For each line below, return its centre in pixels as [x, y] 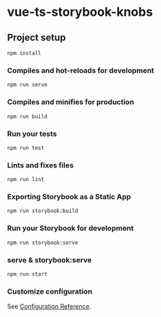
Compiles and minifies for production [71, 102]
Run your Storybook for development [71, 228]
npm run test [26, 148]
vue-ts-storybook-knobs [80, 12]
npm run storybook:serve [43, 243]
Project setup [37, 38]
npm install [24, 53]
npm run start [28, 274]
